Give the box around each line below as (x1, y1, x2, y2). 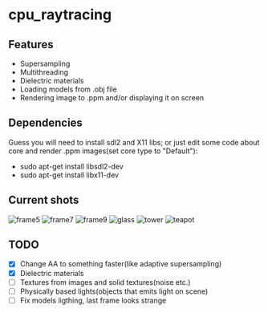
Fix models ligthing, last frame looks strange (19, 295, 167, 305)
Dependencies (8, 116, 83, 130)
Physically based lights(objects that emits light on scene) (19, 287, 209, 296)
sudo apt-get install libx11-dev (19, 170, 119, 180)
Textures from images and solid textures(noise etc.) (19, 277, 191, 287)
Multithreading (19, 67, 69, 77)
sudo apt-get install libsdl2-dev (19, 161, 124, 171)
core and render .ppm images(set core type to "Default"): (8, 146, 198, 156)
